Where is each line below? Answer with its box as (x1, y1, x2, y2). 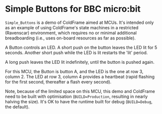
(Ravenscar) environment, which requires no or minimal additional (5, 30, 137, 36)
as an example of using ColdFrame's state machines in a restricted (5, 24, 139, 30)
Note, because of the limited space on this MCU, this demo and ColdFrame (5, 88, 155, 94)
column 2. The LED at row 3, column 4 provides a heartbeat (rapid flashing (5, 74, 155, 79)
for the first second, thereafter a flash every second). (5, 79, 112, 85)
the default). (5, 104, 30, 110)
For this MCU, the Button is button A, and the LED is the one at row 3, (5, 68, 144, 74)
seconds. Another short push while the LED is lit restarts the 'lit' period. (5, 50, 148, 56)
